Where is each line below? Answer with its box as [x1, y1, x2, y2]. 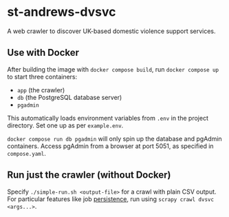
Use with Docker [7, 47, 80, 59]
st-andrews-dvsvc [7, 4, 116, 20]
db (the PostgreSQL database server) [17, 93, 122, 101]
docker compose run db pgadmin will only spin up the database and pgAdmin [7, 134, 222, 143]
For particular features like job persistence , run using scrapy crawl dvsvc [7, 194, 215, 203]
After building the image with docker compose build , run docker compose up [7, 65, 219, 73]
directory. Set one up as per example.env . [7, 121, 124, 130]
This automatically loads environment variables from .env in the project [7, 114, 208, 122]
